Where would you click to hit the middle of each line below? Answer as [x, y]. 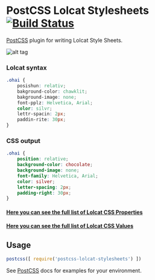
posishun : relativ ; [42, 86]
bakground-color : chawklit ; [52, 92]
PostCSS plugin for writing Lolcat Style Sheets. [65, 40]
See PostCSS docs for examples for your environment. [74, 271]
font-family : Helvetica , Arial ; [58, 176]
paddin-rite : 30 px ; [42, 120]
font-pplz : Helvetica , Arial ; [55, 103]
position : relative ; [43, 159]
